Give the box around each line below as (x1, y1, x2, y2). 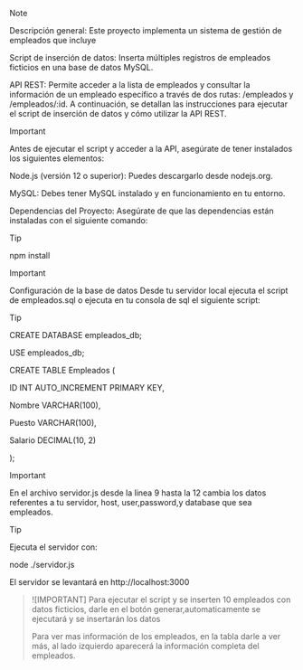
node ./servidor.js (9, 560, 75, 570)
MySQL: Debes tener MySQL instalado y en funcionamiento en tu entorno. (9, 188, 286, 198)
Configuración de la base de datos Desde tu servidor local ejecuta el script (9, 285, 289, 296)
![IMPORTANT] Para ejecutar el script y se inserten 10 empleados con (31, 594, 291, 605)
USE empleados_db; (9, 347, 85, 358)
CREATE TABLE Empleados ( (9, 365, 116, 375)
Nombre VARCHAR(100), (9, 400, 101, 410)
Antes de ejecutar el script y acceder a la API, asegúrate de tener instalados (9, 144, 293, 154)
